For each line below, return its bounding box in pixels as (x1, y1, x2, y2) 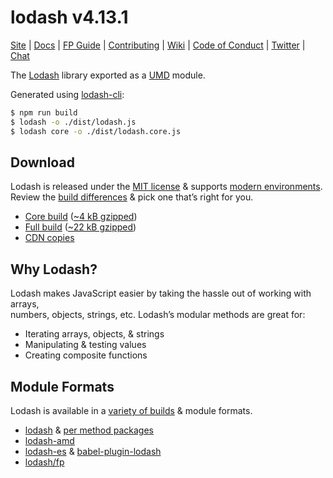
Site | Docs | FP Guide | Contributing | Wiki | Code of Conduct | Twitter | (10, 39, 306, 51)
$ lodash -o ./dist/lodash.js (10, 117, 137, 127)
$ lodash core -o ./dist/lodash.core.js (10, 126, 182, 136)
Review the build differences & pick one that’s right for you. (10, 191, 254, 203)
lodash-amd (24, 435, 75, 446)
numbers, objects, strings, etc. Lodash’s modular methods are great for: (10, 309, 306, 321)
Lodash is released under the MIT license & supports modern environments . (10, 181, 323, 193)
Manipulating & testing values (24, 339, 147, 351)
